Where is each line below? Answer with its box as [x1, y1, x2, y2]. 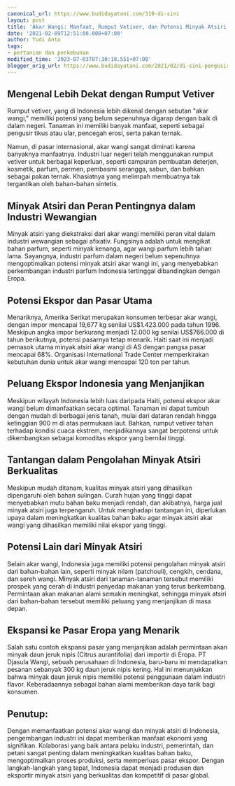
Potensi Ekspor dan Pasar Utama [7, 295, 152, 307]
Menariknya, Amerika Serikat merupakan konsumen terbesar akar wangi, [7, 313, 218, 322]
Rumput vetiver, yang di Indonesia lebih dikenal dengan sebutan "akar [7, 106, 208, 115]
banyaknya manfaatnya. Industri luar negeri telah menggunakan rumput [7, 150, 213, 158]
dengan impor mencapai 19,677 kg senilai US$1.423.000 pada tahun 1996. [7, 321, 221, 329]
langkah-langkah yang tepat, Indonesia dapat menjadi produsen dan [7, 764, 204, 772]
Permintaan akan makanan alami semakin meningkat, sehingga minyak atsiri [7, 589, 227, 598]
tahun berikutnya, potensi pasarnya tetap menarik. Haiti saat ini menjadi [7, 335, 214, 344]
